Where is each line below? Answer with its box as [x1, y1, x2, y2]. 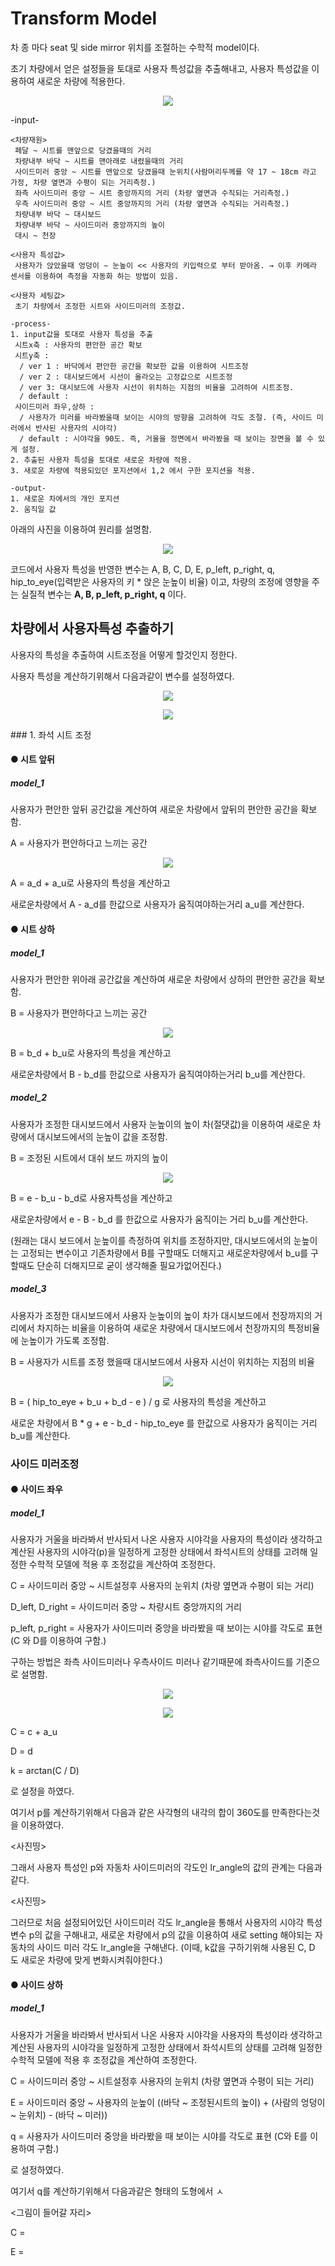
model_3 [10, 1283, 47, 1295]
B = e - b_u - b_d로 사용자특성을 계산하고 [10, 1192, 173, 1204]
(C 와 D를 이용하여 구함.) [10, 1635, 107, 1647]
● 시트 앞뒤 [10, 753, 55, 766]
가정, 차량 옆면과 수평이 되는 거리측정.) [10, 177, 157, 187]
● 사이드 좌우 [10, 1483, 63, 1496]
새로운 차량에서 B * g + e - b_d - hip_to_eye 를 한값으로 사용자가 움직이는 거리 [10, 1417, 318, 1429]
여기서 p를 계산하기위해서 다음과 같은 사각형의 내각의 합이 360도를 [10, 1807, 270, 1819]
